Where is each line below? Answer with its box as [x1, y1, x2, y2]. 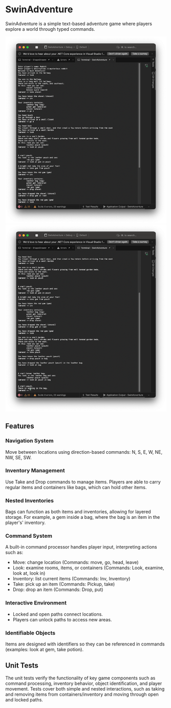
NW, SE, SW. [5, 454, 32, 460]
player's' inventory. [5, 519, 46, 526]
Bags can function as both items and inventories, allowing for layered [5, 509, 151, 515]
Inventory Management [5, 467, 65, 474]
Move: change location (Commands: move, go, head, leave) [12, 559, 139, 565]
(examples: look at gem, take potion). [5, 646, 83, 653]
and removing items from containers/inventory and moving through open [5, 691, 159, 697]
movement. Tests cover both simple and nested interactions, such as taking [5, 685, 165, 692]
